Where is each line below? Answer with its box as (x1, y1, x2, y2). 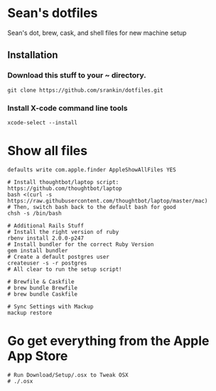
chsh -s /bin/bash (7, 210, 62, 217)
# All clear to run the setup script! (7, 265, 122, 273)
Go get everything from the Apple (7, 333, 210, 349)
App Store (7, 348, 68, 364)
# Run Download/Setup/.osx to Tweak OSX (7, 371, 129, 378)
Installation (7, 49, 58, 61)
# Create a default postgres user (7, 253, 110, 260)
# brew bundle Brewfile (7, 284, 78, 291)
